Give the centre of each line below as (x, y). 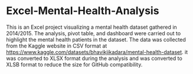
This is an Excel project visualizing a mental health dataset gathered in (91, 27)
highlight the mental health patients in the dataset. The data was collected (96, 39)
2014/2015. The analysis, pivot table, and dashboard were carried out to (94, 33)
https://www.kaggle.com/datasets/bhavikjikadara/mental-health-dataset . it (97, 52)
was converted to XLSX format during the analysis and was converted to (94, 58)
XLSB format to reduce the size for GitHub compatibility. (74, 64)
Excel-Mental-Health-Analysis (83, 11)
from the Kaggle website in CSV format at (57, 46)
